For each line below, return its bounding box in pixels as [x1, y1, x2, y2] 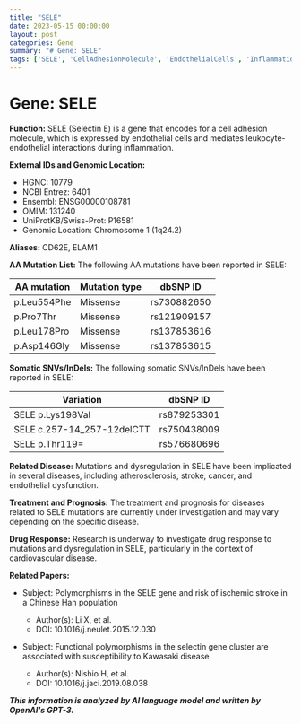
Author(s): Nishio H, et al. [35, 667, 130, 678]
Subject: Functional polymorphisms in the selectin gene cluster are [21, 641, 269, 651]
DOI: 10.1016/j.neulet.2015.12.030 [35, 624, 157, 634]
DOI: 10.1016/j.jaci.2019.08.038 [35, 677, 149, 688]
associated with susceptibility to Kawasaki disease [21, 650, 210, 661]
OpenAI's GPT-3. [9, 704, 74, 715]
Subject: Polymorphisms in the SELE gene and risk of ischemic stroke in [21, 587, 288, 598]
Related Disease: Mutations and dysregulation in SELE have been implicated [9, 460, 292, 471]
